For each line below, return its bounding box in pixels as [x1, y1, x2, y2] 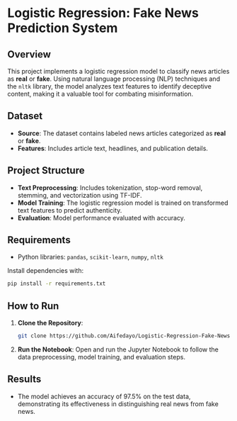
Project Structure [7, 164, 85, 176]
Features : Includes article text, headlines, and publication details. [17, 144, 209, 152]
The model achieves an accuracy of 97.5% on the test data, [17, 392, 191, 400]
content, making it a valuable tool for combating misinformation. [7, 90, 194, 98]
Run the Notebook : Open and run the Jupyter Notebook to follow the [17, 345, 219, 354]
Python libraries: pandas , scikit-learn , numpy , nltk [17, 253, 164, 262]
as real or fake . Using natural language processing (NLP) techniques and [7, 74, 221, 83]
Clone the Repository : [17, 319, 83, 327]
